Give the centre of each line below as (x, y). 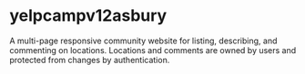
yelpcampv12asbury (88, 16)
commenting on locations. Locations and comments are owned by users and (153, 50)
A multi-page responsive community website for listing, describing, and (143, 41)
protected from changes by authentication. (90, 60)
